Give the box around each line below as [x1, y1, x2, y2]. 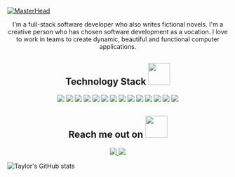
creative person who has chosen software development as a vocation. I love [8, 28, 228, 36]
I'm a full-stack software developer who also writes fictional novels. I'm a [12, 20, 224, 28]
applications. [99, 43, 137, 50]
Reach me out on [68, 129, 144, 141]
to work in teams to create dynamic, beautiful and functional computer [16, 35, 220, 43]
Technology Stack [65, 76, 147, 87]
